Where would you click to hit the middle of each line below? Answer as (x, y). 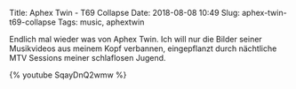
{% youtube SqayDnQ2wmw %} (68, 75)
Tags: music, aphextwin (101, 22)
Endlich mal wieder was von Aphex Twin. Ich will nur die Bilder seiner (136, 39)
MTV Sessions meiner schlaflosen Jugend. (88, 58)
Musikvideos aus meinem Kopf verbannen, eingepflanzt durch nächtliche (143, 48)
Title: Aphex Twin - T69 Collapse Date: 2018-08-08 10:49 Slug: (124, 13)
